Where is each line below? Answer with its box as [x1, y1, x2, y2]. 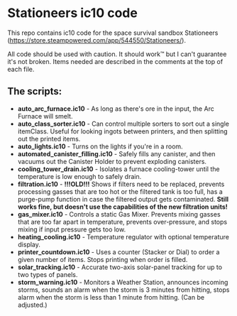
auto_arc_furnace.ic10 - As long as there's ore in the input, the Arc [17, 104, 214, 113]
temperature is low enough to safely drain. [17, 172, 142, 180]
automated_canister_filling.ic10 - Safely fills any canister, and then [17, 149, 216, 158]
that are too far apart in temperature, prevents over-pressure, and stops [17, 217, 228, 226]
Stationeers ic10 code [7, 5, 138, 21]
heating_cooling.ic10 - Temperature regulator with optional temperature [17, 232, 229, 241]
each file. [7, 65, 35, 73]
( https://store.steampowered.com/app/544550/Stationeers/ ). [7, 36, 187, 44]
